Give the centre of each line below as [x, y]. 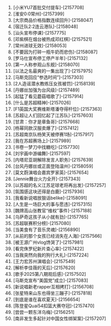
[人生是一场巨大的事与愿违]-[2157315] [52, 204]
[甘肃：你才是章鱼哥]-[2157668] [46, 122]
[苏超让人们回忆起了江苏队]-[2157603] [53, 115]
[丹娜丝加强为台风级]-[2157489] [46, 90]
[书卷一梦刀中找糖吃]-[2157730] [46, 147]
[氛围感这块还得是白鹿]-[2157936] [48, 191]
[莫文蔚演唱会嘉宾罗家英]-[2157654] [51, 172]
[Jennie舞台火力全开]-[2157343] [47, 179]
